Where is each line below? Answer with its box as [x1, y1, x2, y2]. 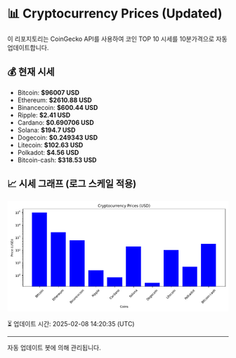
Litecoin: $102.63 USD [17, 140, 84, 149]
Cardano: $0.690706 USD [17, 118, 95, 127]
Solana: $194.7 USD [17, 125, 76, 134]
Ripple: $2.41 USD [17, 111, 71, 119]
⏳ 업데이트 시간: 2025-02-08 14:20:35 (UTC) [7, 319, 135, 328]
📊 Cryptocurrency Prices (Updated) [7, 6, 223, 22]
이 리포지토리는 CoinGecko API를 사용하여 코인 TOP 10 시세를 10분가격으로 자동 [7, 35, 228, 43]
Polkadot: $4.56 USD [17, 148, 79, 156]
